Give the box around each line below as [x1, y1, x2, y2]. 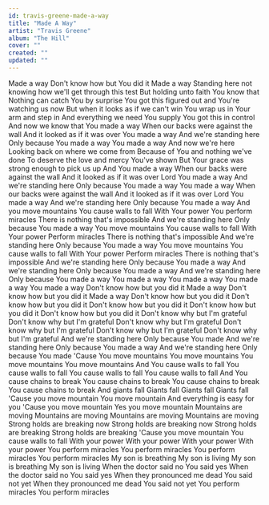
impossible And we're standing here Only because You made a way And [8, 257, 247, 267]
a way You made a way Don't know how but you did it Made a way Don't [8, 282, 247, 293]
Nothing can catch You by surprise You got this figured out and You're [8, 95, 240, 105]
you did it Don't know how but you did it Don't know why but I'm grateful [8, 308, 247, 317]
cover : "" [8, 42, 42, 50]
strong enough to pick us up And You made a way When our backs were [8, 164, 247, 173]
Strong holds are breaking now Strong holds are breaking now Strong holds [8, 418, 258, 429]
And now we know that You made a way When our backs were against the [8, 121, 254, 131]
